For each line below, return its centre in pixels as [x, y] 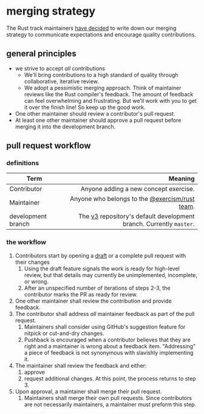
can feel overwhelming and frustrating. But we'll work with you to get [110, 100]
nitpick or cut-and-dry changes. [64, 333]
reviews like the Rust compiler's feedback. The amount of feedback [109, 94]
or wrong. [36, 281]
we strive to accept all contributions [60, 68]
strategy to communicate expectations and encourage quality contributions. [101, 34]
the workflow [26, 242]
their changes [32, 262]
